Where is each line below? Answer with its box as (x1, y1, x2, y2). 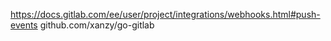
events (10, 19, 38, 31)
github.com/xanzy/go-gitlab (39, 19, 155, 31)
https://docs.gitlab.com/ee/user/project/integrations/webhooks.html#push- (10, 9, 321, 20)
